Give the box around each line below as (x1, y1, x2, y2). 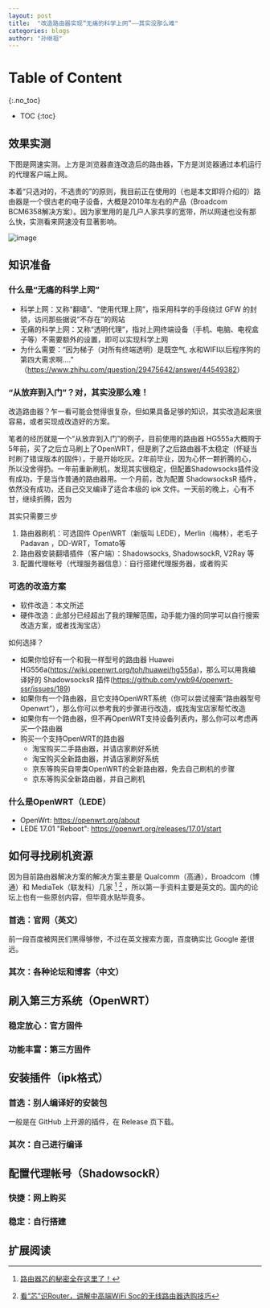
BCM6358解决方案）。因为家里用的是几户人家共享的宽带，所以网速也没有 (8, 207, 250, 216)
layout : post (8, 11, 52, 20)
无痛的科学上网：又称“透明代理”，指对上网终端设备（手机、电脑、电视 (19, 324, 252, 334)
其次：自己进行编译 (8, 1139, 83, 1150)
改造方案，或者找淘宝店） (19, 621, 105, 631)
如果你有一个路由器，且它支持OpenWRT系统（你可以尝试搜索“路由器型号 (19, 693, 261, 703)
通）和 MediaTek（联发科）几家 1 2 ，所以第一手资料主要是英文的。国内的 (8, 881, 252, 892)
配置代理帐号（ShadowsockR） (8, 1166, 166, 1180)
